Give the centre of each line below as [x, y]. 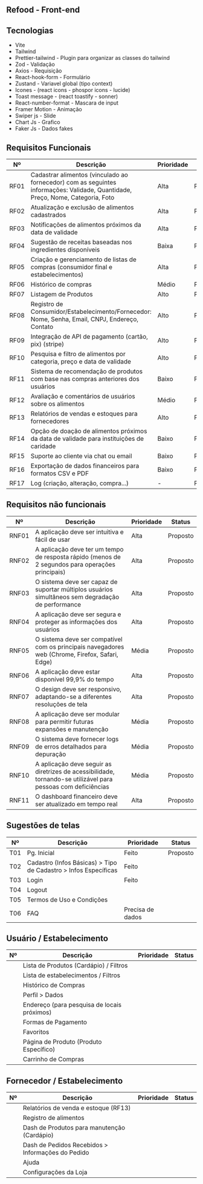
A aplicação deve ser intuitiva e [79, 532]
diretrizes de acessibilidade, [75, 772]
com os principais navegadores [80, 646]
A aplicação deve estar [68, 672]
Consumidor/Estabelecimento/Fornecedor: [91, 312]
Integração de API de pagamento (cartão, [89, 337]
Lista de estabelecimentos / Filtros [72, 975]
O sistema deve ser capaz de [76, 582]
